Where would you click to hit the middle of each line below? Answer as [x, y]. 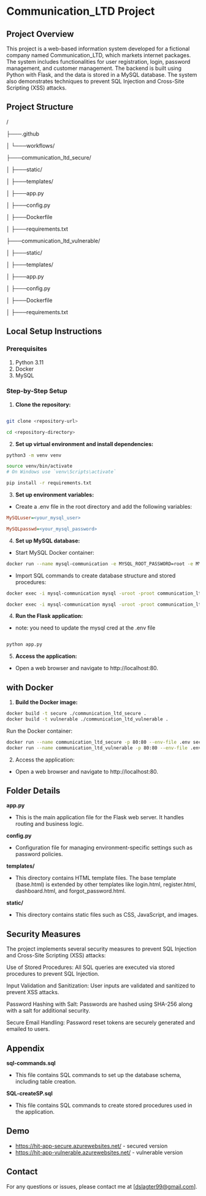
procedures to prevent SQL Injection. [53, 974]
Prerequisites [27, 349]
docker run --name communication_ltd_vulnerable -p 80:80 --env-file [97, 748]
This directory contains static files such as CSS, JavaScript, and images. [107, 915]
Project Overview [40, 34]
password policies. [39, 854]
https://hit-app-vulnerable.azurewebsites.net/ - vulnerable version [99, 1152]
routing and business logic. [49, 824]
